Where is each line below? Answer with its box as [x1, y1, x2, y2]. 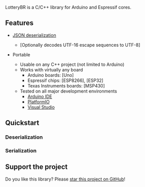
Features [5, 19, 34, 27]
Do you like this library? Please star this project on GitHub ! [5, 176, 125, 182]
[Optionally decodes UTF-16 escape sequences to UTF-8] [20, 42, 140, 48]
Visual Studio [27, 104, 55, 110]
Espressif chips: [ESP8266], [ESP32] [27, 77, 104, 83]
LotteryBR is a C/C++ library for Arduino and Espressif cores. [5, 5, 131, 10]
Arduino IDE [27, 93, 53, 100]
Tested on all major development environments [20, 88, 117, 94]
